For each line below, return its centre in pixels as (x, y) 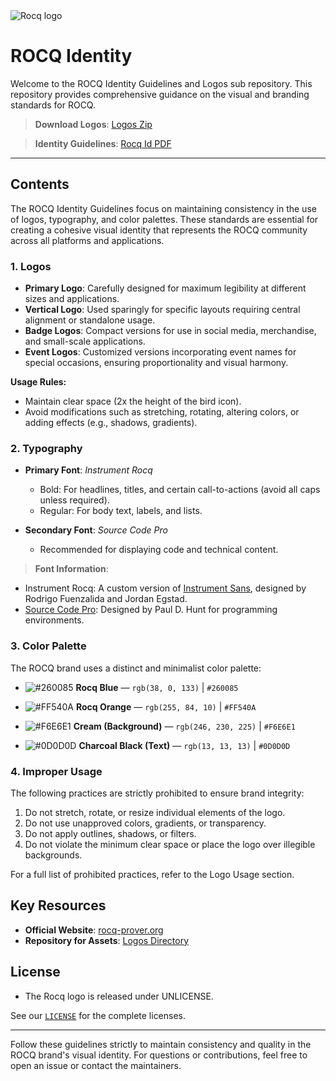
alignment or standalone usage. (90, 320)
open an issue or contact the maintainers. (96, 1065)
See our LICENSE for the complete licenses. (98, 1015)
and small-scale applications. (85, 341)
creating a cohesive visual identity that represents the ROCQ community (159, 230)
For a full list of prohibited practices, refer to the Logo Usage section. (152, 874)
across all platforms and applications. (87, 240)
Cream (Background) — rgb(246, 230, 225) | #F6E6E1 (184, 726)
